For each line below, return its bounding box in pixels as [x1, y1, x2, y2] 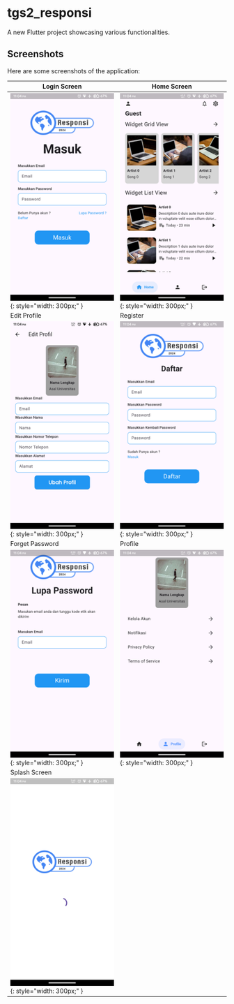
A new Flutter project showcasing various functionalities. [7, 28, 171, 36]
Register [120, 311, 144, 319]
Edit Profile [10, 311, 42, 319]
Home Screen [151, 82, 193, 91]
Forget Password [10, 540, 59, 548]
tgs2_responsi [7, 5, 92, 21]
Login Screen [42, 82, 82, 91]
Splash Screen [10, 768, 52, 776]
